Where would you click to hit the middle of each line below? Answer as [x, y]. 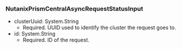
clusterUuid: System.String [46, 22]
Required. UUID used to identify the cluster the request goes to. [99, 27]
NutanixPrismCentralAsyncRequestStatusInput [75, 9]
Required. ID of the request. [56, 40]
